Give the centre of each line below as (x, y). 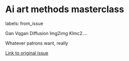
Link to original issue (27, 53)
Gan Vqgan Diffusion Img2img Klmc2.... (46, 33)
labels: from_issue (24, 23)
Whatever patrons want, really (37, 43)
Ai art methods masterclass (65, 9)
